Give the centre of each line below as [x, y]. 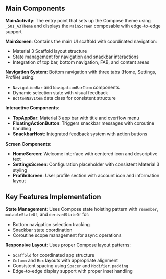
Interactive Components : [32, 108]
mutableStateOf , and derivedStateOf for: [48, 214]
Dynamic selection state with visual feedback [60, 92]
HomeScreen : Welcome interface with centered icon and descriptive [85, 154]
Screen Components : [28, 144]
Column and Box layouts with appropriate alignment [65, 260]
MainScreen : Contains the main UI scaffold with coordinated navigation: [81, 41]
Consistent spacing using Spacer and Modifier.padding [70, 266]
